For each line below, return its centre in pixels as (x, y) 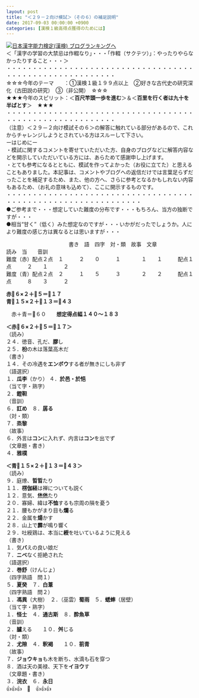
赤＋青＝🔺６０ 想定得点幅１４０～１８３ (65, 314)
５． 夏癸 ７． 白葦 (30, 585)
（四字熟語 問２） (30, 592)
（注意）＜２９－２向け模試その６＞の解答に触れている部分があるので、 (94, 128)
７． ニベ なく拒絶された (35, 555)
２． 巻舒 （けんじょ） (31, 570)
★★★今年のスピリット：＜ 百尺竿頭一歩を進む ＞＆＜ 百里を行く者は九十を (97, 98)
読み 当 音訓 (27, 252)
